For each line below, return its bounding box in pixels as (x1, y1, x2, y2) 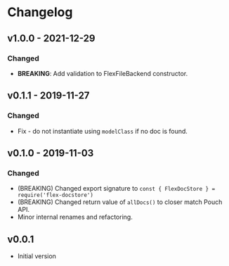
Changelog (7, 4, 73, 20)
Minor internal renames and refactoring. (17, 213, 133, 222)
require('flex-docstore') (17, 191, 93, 199)
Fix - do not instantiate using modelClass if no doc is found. (17, 127, 188, 135)
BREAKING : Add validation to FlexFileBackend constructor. (17, 69, 188, 77)
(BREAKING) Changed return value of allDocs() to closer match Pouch (17, 198, 223, 206)
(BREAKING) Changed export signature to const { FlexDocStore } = (17, 184, 216, 193)
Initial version (17, 252, 56, 260)
